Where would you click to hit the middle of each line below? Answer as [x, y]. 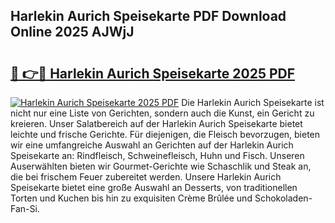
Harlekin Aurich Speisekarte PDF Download [148, 16]
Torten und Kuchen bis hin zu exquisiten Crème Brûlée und [131, 198]
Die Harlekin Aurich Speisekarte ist [253, 102]
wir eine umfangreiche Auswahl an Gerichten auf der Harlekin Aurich [152, 145]
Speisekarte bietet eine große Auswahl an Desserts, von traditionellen [154, 187]
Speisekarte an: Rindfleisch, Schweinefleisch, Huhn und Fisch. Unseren [157, 155]
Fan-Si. [25, 208]
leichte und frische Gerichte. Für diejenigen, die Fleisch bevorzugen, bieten [165, 134]
